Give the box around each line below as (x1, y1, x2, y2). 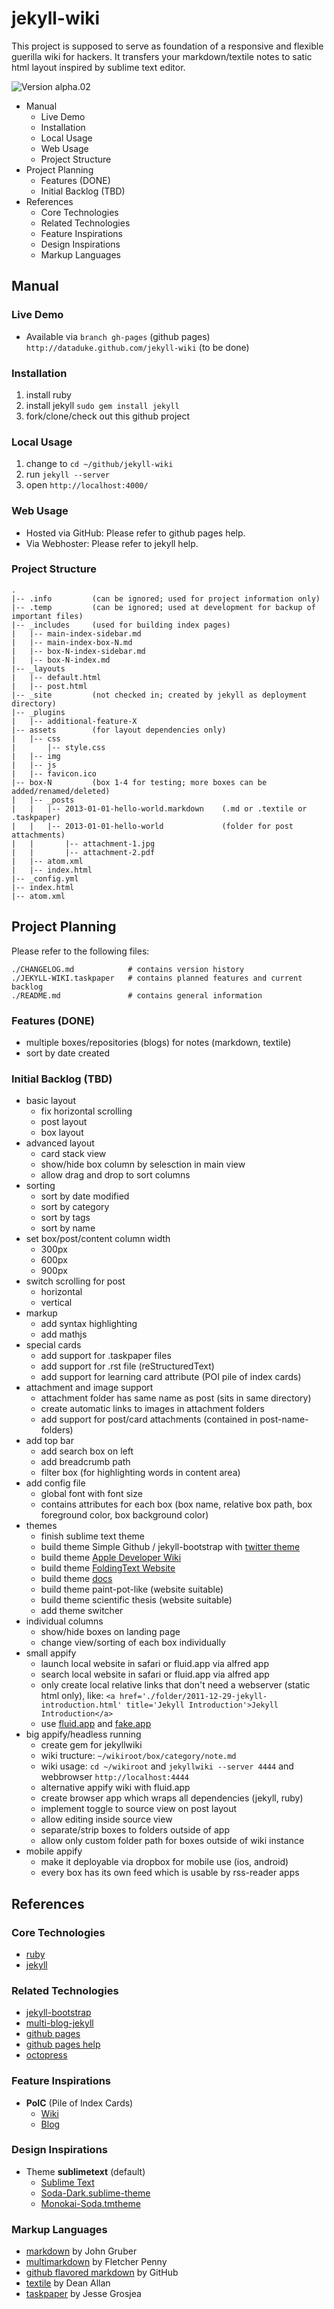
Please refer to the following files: (11, 945, 150, 957)
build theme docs (40, 1573, 113, 1585)
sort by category (40, 1201, 110, 1213)
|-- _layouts (11, 663, 66, 674)
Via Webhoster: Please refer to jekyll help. (25, 537, 199, 549)
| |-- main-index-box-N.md (11, 637, 133, 647)
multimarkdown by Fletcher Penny (25, 2256, 168, 2268)
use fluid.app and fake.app (40, 1718, 152, 1730)
